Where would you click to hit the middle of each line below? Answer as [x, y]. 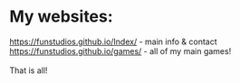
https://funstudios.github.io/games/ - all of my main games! [120, 51]
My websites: [61, 17]
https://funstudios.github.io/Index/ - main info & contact [113, 41]
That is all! [29, 70]
